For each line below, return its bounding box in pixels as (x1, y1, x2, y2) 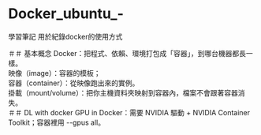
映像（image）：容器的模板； (8, 68, 101, 77)
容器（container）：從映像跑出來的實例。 (8, 78, 140, 88)
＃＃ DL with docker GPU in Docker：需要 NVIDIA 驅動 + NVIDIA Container (8, 107, 251, 117)
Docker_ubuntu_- (8, 5, 125, 23)
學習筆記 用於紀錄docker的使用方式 (8, 32, 123, 41)
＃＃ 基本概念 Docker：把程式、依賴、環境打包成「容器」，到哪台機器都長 (8, 48, 247, 58)
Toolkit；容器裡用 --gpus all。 (8, 118, 105, 127)
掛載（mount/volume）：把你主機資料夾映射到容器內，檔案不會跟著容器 (8, 88, 238, 97)
